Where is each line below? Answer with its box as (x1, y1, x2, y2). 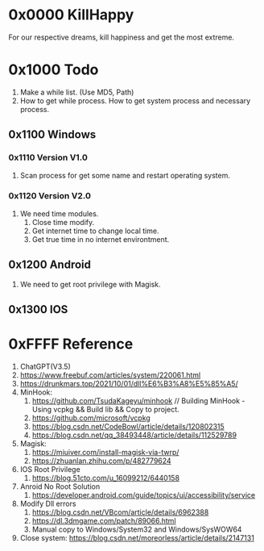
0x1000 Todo (8, 61, 99, 79)
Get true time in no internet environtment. (31, 234, 170, 244)
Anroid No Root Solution (19, 482, 101, 491)
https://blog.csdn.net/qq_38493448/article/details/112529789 (31, 430, 237, 440)
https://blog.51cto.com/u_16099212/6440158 (31, 474, 179, 482)
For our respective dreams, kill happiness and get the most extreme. (8, 32, 235, 42)
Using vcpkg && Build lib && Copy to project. (31, 405, 179, 414)
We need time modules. (19, 208, 99, 219)
